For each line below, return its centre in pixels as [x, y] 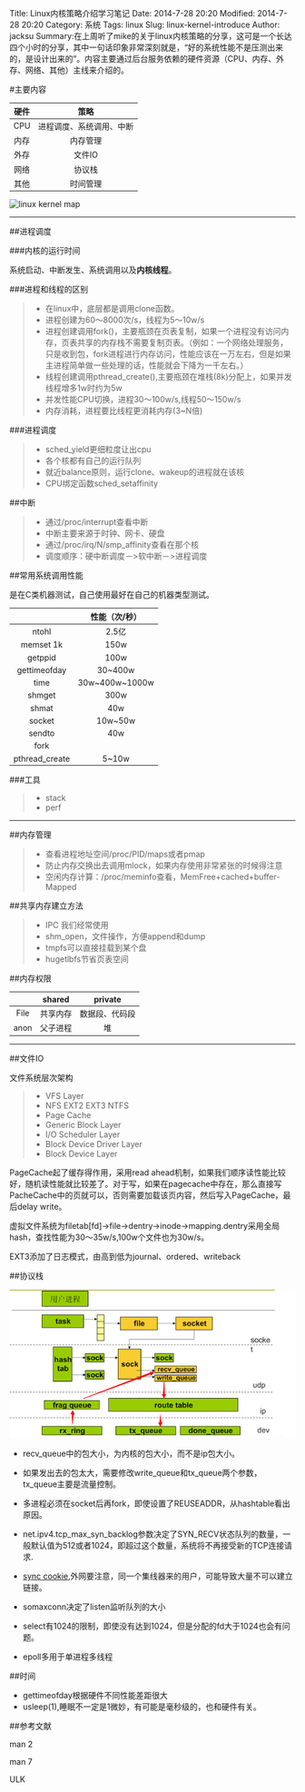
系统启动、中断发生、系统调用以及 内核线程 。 [93, 270]
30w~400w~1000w [116, 683]
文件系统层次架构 [41, 1077]
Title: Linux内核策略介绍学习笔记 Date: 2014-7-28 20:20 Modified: [133, 13]
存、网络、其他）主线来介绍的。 [69, 70]
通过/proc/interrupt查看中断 [97, 522]
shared [56, 999]
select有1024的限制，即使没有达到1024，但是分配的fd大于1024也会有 [152, 1626]
